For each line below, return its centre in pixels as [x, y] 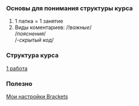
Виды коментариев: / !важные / [53, 27]
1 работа [17, 68]
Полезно [19, 83]
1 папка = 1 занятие [39, 21]
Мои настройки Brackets [37, 97]
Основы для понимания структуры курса [69, 8]
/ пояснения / [30, 34]
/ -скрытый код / [34, 40]
